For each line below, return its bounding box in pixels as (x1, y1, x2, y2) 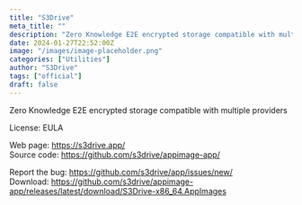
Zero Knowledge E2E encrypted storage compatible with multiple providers (9, 104, 288, 115)
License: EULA (9, 122, 64, 133)
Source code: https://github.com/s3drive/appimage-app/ (9, 149, 220, 160)
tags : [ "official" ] (9, 72, 83, 81)
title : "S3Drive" (9, 13, 75, 22)
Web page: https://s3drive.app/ (9, 139, 126, 150)
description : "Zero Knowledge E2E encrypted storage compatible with (9, 30, 276, 39)
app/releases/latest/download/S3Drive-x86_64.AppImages (9, 185, 227, 196)
